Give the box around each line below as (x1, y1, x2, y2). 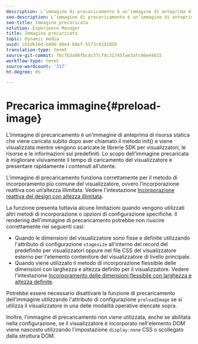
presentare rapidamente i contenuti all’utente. (6, 163, 117, 170)
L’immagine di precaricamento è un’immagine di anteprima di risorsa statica (6, 131, 190, 138)
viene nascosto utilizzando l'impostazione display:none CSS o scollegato (6, 326, 184, 333)
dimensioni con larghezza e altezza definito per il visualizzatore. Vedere (14, 266, 189, 273)
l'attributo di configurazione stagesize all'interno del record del (14, 241, 168, 248)
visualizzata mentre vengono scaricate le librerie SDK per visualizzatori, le (6, 144, 186, 151)
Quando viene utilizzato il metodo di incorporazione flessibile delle (14, 260, 177, 267)
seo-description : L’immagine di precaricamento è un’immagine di (6, 14, 170, 20)
